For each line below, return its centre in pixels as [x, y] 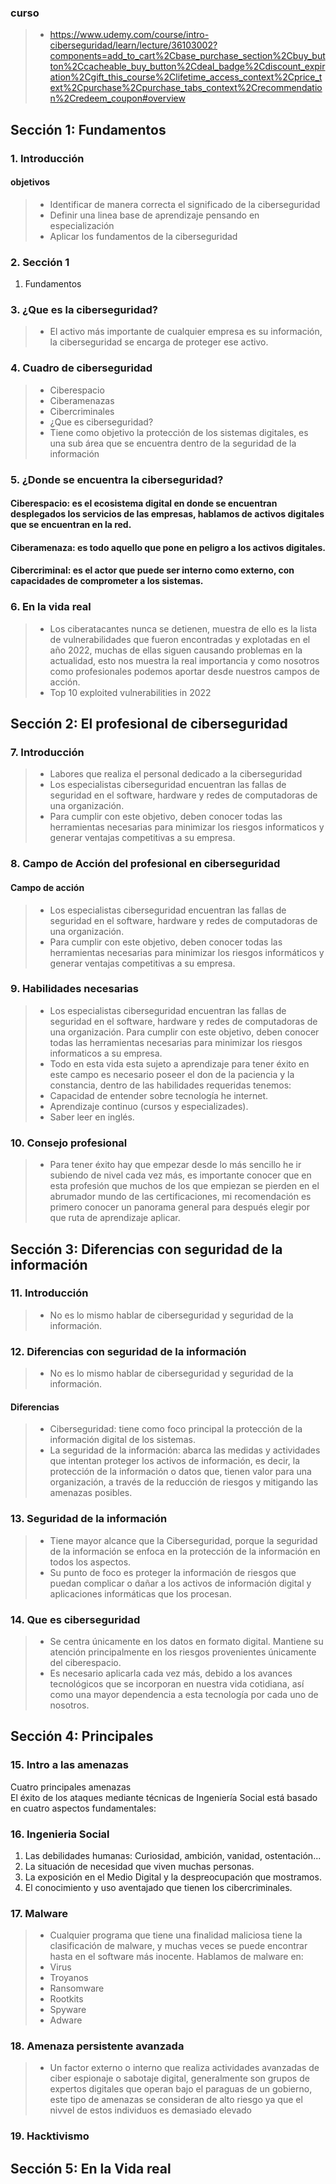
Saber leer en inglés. [92, 1117]
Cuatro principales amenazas [71, 1787]
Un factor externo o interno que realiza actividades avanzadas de [184, 2068]
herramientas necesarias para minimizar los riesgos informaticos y [187, 827]
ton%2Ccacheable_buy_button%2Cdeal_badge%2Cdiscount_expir [187, 67]
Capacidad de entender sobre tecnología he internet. [159, 1095]
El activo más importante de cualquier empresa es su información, [186, 332]
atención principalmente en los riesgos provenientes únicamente [183, 1652]
